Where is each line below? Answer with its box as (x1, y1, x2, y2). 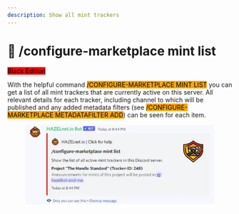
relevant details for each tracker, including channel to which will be (7, 95, 204, 104)
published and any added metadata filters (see (7, 103, 145, 112)
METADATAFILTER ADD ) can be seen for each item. (54, 110, 206, 119)
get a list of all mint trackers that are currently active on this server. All (7, 87, 213, 96)
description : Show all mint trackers (7, 11, 120, 18)
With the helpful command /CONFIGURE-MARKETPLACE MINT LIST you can (7, 80, 233, 89)
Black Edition (7, 66, 46, 75)
